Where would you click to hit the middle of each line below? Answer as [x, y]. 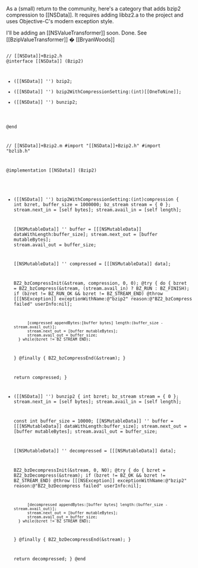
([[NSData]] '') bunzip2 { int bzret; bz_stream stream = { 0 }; [97, 397]
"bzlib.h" [18, 151]
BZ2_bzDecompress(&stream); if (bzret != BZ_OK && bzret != [90, 475]
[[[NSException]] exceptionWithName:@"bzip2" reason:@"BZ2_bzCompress [103, 299]
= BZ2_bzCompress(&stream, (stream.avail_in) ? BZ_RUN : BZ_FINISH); [102, 288]
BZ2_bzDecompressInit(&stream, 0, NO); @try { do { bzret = [90, 470]
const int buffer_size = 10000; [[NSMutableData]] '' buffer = [94, 421]
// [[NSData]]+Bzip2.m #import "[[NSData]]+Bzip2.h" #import [84, 146]
